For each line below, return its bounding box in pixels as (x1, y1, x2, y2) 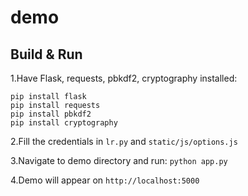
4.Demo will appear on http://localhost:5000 (10, 174, 200, 186)
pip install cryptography (10, 118, 118, 128)
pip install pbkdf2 (10, 109, 92, 119)
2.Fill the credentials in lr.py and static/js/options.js (10, 136, 238, 147)
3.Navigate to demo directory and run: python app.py (10, 155, 228, 166)
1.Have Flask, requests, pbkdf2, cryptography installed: (10, 72, 238, 84)
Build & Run (10, 46, 83, 63)
